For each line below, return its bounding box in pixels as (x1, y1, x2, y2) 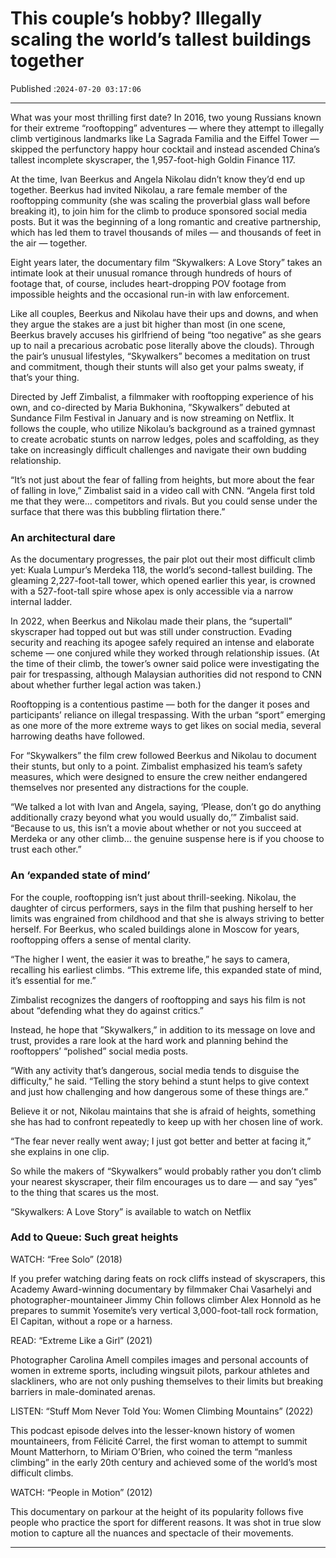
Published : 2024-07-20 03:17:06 (10, 82, 142, 94)
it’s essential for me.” (10, 974, 97, 986)
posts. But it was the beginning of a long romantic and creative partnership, (10, 215, 322, 227)
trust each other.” (10, 843, 82, 856)
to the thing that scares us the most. (10, 1186, 160, 1198)
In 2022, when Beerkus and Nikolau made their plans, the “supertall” (10, 615, 293, 627)
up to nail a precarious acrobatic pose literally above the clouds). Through (10, 339, 315, 351)
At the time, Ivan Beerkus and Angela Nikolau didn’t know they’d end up (10, 173, 305, 185)
